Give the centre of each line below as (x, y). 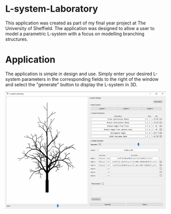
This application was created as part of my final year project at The (76, 23)
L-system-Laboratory (52, 9)
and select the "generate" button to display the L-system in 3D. (71, 84)
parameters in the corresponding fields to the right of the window (90, 79)
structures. (17, 39)
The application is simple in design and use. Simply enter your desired (79, 74)
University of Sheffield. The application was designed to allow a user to (80, 28)
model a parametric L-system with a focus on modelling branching (75, 34)
